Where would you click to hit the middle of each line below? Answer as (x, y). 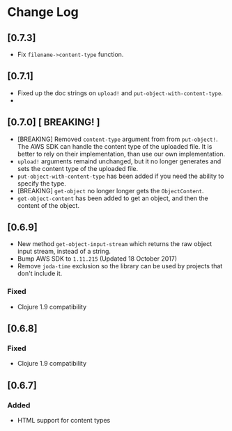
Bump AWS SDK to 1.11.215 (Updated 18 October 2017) (97, 259)
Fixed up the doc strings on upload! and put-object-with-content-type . (120, 93)
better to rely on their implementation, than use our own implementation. (121, 154)
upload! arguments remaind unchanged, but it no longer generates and (119, 161)
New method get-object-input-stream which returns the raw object (115, 244)
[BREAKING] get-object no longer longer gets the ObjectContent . (110, 190)
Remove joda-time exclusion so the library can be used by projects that (120, 266)
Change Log (43, 12)
